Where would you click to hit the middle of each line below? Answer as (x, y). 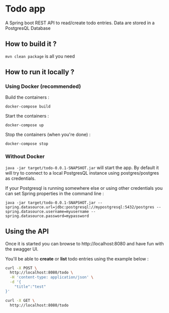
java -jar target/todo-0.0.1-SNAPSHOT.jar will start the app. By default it (82, 168)
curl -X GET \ (20, 300)
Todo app (25, 9)
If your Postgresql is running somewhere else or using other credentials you (84, 188)
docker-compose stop (27, 144)
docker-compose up (24, 125)
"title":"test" (30, 287)
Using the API (27, 231)
